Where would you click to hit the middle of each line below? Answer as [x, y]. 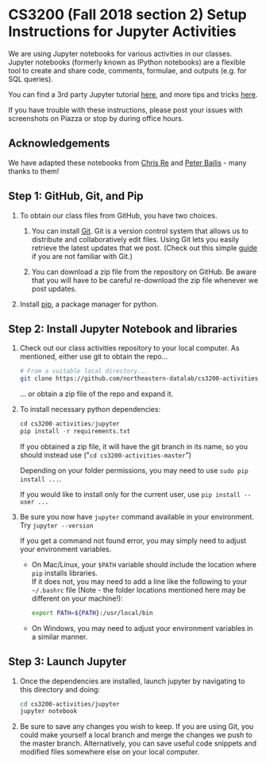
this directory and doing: [60, 689]
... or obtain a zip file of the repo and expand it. [96, 394]
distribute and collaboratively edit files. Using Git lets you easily [135, 239]
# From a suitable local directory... [84, 371]
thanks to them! [34, 171]
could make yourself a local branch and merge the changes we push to [136, 735]
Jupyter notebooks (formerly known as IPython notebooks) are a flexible [127, 62]
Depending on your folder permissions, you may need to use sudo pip [134, 470]
